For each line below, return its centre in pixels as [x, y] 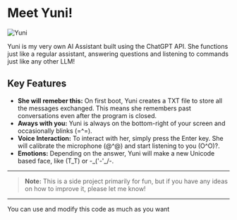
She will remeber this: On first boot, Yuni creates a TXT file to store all [120, 100]
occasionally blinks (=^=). [55, 131]
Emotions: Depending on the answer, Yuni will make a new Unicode [116, 153]
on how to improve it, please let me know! [85, 188]
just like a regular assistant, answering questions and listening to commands [118, 54]
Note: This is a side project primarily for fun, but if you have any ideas [126, 181]
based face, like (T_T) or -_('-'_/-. [66, 161]
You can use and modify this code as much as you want [89, 209]
